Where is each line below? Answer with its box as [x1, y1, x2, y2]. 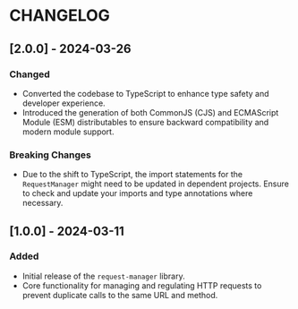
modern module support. [21, 126, 115, 137]
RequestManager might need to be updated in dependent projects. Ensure [21, 178, 289, 189]
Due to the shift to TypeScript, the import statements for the [21, 169, 243, 180]
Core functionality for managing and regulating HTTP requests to [21, 279, 262, 291]
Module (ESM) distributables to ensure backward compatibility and [21, 116, 269, 127]
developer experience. [21, 98, 106, 108]
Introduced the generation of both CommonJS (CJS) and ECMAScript [21, 107, 279, 117]
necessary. [21, 198, 64, 209]
